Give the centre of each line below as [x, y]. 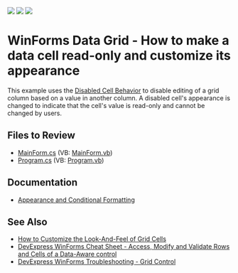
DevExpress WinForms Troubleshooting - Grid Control [97, 262]
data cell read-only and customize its [119, 56]
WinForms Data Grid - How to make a [118, 41]
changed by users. [35, 113]
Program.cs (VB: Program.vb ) [61, 160]
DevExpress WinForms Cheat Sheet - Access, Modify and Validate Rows [124, 247]
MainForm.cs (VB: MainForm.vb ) [65, 152]
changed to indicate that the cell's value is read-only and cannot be [106, 105]
